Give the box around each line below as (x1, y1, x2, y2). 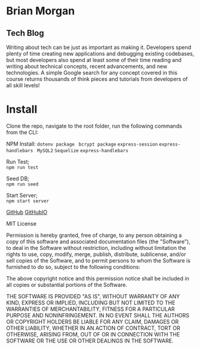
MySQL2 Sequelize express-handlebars (36, 147, 128, 153)
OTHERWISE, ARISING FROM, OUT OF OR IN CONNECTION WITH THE (6, 331, 180, 338)
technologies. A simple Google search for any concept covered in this (6, 69, 178, 76)
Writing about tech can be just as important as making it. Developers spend (6, 44, 192, 51)
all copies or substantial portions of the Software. (6, 281, 127, 288)
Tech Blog (6, 28, 45, 38)
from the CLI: (6, 128, 39, 135)
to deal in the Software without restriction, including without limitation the (6, 244, 186, 251)
